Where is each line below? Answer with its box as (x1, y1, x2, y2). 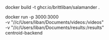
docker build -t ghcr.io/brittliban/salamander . (5, 4, 100, 10)
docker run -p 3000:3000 (5, 14, 59, 19)
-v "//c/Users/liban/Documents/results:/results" (5, 24, 104, 30)
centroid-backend (5, 30, 43, 35)
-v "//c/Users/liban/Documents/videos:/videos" (5, 19, 104, 25)
